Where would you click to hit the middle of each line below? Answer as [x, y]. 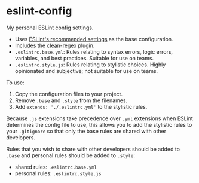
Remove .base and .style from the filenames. [71, 100]
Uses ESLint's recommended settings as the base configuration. [94, 39]
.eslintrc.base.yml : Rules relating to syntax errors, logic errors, [94, 51]
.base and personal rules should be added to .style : [71, 155]
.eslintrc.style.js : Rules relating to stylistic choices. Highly [90, 65]
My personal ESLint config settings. [50, 28]
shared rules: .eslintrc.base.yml [56, 167]
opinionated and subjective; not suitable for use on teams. [86, 71]
